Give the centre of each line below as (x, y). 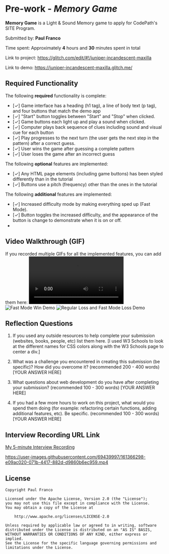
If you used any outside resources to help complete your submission (83, 336)
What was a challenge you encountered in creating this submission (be (86, 362)
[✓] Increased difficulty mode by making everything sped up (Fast (81, 204)
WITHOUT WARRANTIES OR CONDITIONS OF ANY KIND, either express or (76, 534)
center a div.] (26, 352)
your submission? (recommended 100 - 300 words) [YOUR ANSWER (84, 388)
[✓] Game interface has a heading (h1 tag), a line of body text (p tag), (84, 105)
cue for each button (33, 132)
